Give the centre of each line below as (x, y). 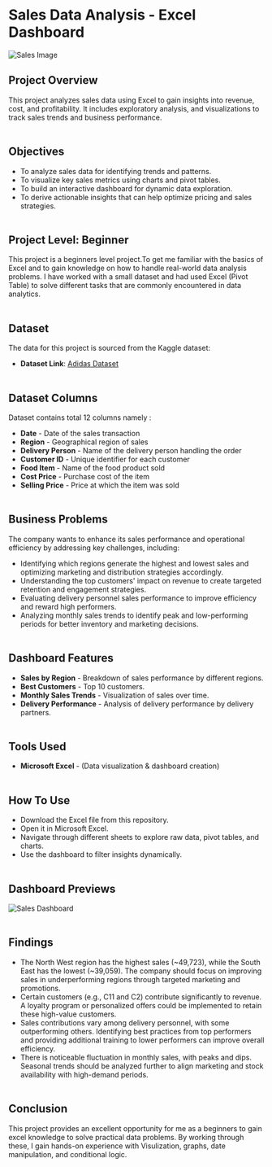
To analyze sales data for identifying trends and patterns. (116, 171)
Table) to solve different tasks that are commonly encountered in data (125, 286)
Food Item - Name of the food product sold (92, 468)
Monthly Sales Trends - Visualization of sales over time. (114, 695)
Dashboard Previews (62, 889)
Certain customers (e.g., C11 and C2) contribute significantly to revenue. (141, 997)
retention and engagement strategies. (83, 589)
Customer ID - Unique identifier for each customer (105, 459)
